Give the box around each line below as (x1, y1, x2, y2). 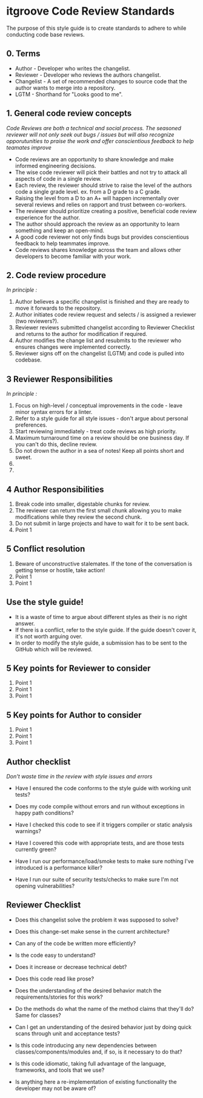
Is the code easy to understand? (15, 951, 96, 959)
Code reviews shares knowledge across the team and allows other (15, 246, 182, 253)
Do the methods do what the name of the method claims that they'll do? (15, 1005, 195, 1012)
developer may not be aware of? (15, 1085, 96, 1092)
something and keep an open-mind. (15, 226, 105, 234)
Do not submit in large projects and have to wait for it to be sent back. (15, 520, 190, 527)
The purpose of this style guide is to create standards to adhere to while (6, 24, 187, 32)
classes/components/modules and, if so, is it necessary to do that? (15, 1048, 183, 1055)
